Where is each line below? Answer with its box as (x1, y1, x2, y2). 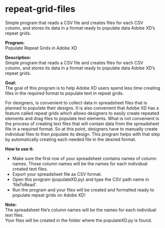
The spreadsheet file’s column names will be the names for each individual (5, 207, 157, 213)
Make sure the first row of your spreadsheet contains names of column (12, 155, 157, 161)
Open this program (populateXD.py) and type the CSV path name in (12, 176, 149, 182)
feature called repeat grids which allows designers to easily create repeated (5, 110, 159, 116)
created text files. (12, 166, 48, 172)
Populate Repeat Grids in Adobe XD (5, 45, 77, 51)
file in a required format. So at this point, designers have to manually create (5, 126, 158, 131)
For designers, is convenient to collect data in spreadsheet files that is (5, 99, 147, 105)
